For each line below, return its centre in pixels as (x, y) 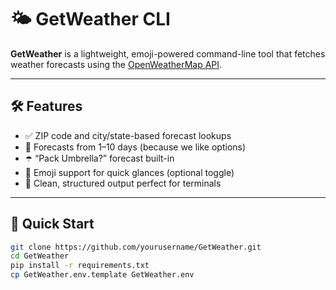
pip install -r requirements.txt (80, 266)
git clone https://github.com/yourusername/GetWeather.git (136, 247)
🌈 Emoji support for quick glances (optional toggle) (129, 172)
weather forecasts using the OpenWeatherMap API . (116, 64)
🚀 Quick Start (52, 224)
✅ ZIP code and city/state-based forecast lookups (128, 135)
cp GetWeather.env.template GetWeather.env (102, 275)
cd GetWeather (40, 256)
